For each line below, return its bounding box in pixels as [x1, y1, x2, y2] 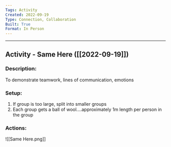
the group [12, 112, 34, 118]
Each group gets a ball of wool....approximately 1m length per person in [12, 106, 162, 112]
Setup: [5, 90, 22, 97]
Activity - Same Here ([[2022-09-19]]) [5, 50, 129, 58]
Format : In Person [5, 26, 44, 32]
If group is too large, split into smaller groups [12, 101, 107, 107]
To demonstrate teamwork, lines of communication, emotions [5, 77, 134, 83]
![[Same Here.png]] [5, 136, 46, 142]
